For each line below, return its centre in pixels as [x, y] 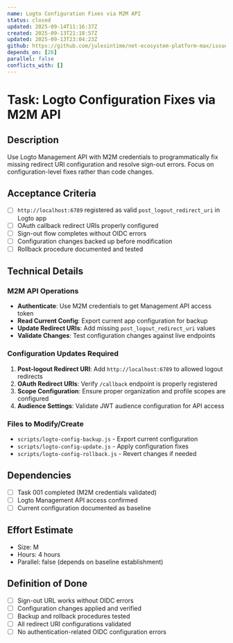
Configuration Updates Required [63, 354]
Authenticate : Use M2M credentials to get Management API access [114, 306]
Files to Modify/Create [46, 423]
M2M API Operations [43, 291]
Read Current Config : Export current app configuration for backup [112, 321]
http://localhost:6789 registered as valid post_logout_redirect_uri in [119, 210]
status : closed [29, 20]
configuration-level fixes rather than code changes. [80, 172]
